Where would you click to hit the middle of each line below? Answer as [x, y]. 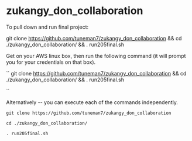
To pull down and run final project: [47, 27]
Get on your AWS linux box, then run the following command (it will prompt [96, 56]
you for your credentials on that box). [51, 62]
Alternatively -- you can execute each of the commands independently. [92, 102]
